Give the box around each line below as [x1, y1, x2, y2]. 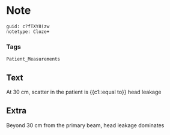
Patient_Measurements [6, 56, 61, 62]
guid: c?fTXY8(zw [6, 23, 50, 29]
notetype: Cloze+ [6, 28, 50, 35]
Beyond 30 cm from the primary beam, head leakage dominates [6, 121, 165, 129]
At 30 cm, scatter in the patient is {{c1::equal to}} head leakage [6, 88, 162, 96]
